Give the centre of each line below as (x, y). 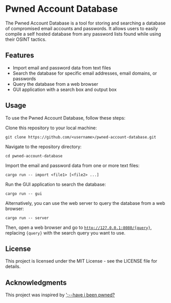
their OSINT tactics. (26, 39)
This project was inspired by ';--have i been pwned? (60, 295)
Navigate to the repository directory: (43, 147)
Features (20, 55)
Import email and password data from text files (62, 67)
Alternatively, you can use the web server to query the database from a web (85, 203)
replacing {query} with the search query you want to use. (65, 232)
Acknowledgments (36, 282)
